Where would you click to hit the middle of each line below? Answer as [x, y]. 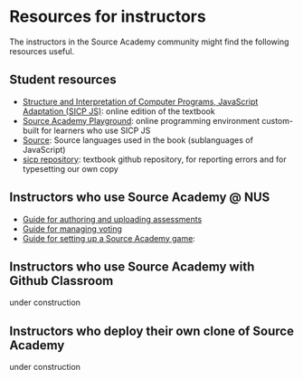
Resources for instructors [108, 17]
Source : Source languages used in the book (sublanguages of [137, 140]
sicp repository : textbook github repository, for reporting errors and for [154, 159]
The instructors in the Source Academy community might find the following [149, 42]
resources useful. [42, 51]
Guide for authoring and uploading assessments [112, 219]
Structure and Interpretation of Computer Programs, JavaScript [140, 101]
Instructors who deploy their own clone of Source [151, 331]
